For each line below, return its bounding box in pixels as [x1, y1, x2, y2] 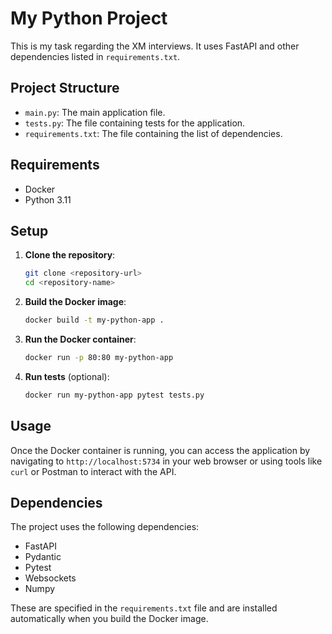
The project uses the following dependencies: [10, 521, 200, 533]
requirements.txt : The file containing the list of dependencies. [24, 127, 283, 139]
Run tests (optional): [24, 370, 110, 382]
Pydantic [24, 551, 62, 563]
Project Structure [10, 80, 120, 97]
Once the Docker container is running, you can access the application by [10, 444, 311, 456]
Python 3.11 [24, 193, 72, 206]
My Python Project [10, 7, 168, 30]
